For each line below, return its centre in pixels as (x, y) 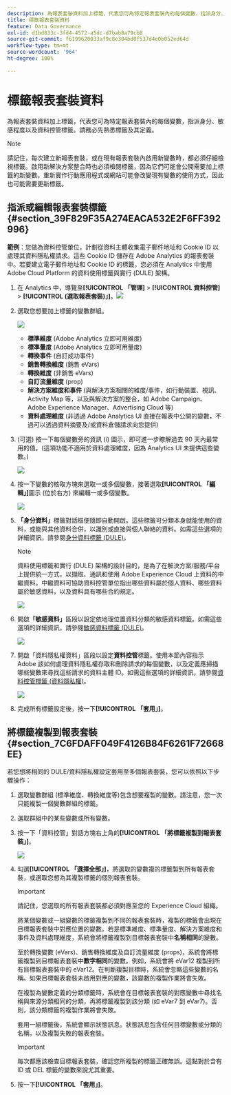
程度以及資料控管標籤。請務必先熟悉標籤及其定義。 (85, 130)
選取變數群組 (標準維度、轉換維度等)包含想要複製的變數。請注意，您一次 (119, 795)
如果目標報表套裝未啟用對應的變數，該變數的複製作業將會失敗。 (120, 978)
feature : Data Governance (44, 26)
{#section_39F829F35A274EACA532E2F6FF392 (114, 219)
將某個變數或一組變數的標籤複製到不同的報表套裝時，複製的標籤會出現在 (119, 921)
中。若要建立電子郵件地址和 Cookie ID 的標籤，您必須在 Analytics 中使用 (110, 264)
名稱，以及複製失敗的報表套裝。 (62, 1033)
